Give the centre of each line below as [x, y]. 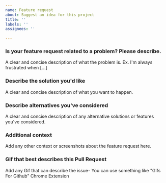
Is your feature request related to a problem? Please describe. [83, 51]
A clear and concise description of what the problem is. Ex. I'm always [79, 62]
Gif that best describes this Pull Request [56, 160]
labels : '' [17, 24]
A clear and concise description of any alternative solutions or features [80, 116]
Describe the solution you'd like [45, 81]
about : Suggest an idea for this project [50, 15]
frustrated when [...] [26, 68]
